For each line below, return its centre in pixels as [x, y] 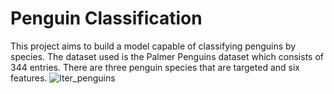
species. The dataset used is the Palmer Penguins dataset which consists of [167, 56]
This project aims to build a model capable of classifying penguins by [153, 46]
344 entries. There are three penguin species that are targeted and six [155, 67]
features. [29, 78]
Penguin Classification [106, 18]
